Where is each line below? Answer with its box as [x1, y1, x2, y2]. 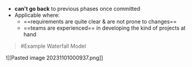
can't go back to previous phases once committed [14, 5, 141, 12]
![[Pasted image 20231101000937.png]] [5, 54, 103, 61]
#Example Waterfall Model [20, 42, 86, 49]
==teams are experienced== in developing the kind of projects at [23, 24, 186, 31]
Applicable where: [14, 11, 60, 19]
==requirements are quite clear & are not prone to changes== [23, 18, 178, 25]
